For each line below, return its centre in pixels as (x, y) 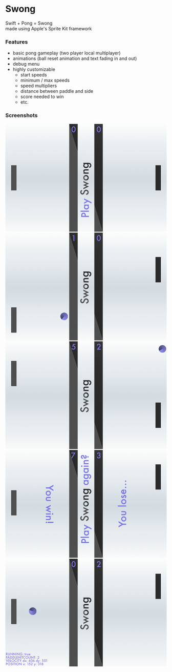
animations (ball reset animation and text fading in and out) (75, 58)
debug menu (26, 64)
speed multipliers (39, 86)
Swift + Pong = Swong (29, 23)
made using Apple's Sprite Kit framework (49, 28)
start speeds (34, 75)
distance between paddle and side (57, 91)
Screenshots (21, 115)
